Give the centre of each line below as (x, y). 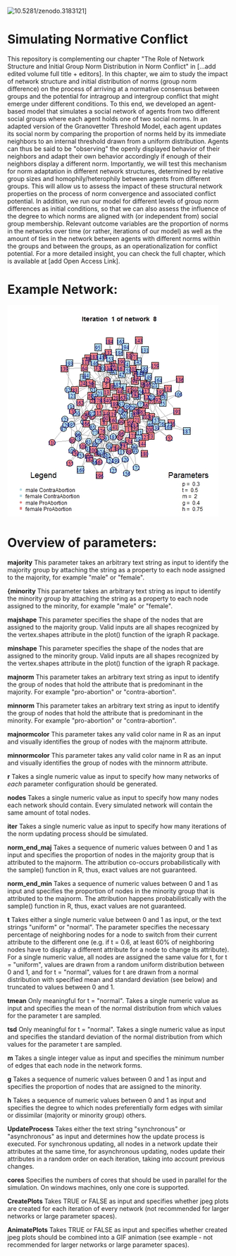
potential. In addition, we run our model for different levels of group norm (113, 201)
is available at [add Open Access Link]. (64, 261)
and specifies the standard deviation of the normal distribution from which (115, 1037)
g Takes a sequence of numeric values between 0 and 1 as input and (107, 1079)
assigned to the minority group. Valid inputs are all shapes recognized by (113, 655)
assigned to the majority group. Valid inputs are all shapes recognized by (113, 627)
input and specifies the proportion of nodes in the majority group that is (111, 855)
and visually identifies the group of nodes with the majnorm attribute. (107, 741)
